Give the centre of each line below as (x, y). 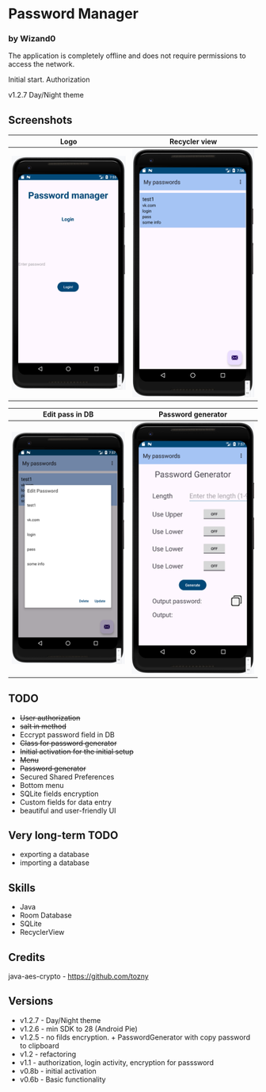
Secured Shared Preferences (67, 777)
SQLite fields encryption (59, 794)
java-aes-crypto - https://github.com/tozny (78, 976)
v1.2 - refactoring (48, 1054)
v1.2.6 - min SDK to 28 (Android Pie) (79, 1029)
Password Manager (73, 14)
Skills (22, 888)
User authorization (50, 717)
